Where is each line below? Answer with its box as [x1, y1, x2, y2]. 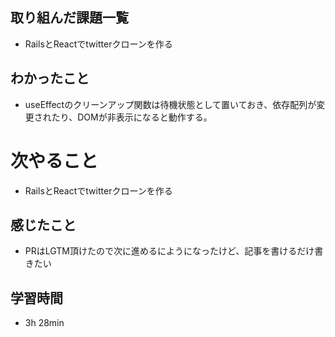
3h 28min [24, 317, 65, 329]
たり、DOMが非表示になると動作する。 [51, 111, 213, 123]
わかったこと [10, 70, 90, 87]
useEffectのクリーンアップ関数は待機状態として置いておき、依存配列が [24, 98, 317, 110]
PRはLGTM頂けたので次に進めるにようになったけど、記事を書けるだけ [24, 245, 315, 257]
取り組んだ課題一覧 [10, 9, 129, 27]
